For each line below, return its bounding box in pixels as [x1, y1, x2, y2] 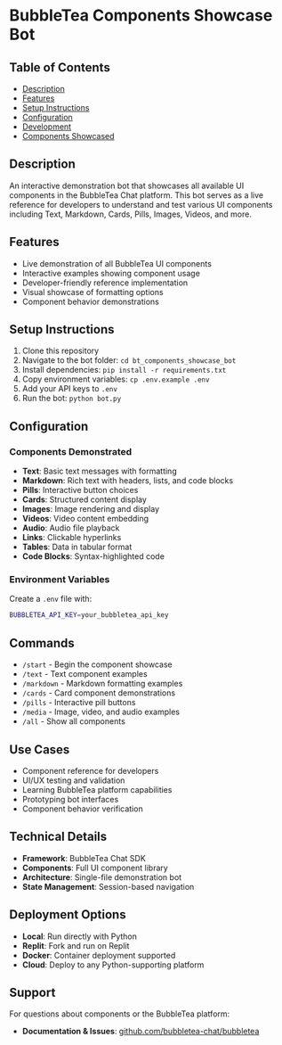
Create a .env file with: [9, 594, 93, 605]
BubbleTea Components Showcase [9, 5, 273, 26]
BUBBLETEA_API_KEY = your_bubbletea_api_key [9, 611, 169, 620]
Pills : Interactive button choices [21, 485, 139, 496]
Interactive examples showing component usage [21, 267, 200, 278]
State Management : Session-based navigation [21, 881, 195, 892]
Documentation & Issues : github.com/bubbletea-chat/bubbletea [21, 1026, 260, 1037]
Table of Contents [9, 60, 111, 75]
